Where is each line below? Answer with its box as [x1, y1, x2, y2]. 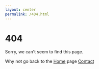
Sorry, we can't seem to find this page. [5, 49, 83, 55]
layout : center [5, 7, 36, 12]
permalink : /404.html [5, 12, 49, 17]
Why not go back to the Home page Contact [5, 58, 95, 64]
